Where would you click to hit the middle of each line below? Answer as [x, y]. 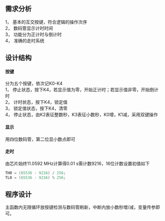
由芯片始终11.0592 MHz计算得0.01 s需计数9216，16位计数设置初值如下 [77, 163]
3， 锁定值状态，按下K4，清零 [36, 108]
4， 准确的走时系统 [25, 40]
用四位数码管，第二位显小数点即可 [40, 139]
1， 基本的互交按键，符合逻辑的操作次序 [46, 22]
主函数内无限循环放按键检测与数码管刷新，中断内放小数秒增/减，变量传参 [80, 207]
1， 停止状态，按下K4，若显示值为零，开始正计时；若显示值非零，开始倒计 [82, 90]
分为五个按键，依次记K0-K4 [34, 83]
